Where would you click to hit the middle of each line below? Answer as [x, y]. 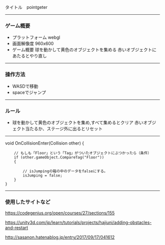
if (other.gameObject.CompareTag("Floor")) [59, 157]
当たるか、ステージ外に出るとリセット [64, 128]
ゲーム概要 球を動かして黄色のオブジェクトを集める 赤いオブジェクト [82, 50]
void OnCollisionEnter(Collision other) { [45, 143]
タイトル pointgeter [26, 7]
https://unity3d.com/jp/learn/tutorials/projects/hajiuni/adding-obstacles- [78, 222]
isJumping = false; [43, 175]
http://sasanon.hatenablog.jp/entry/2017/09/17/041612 [60, 237]
